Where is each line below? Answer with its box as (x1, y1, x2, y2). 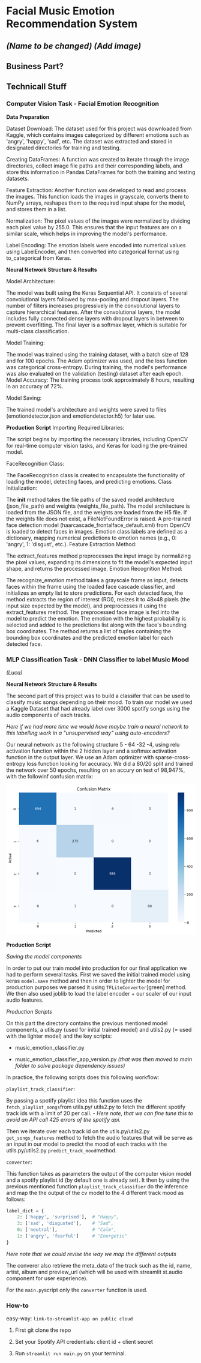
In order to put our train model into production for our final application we (6, 964, 187, 972)
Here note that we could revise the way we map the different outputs (6, 1250, 177, 1257)
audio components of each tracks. (6, 711, 91, 718)
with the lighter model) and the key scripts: (6, 1032, 112, 1040)
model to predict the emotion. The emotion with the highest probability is (6, 615, 186, 622)
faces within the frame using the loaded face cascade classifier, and (6, 583, 175, 590)
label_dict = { (6, 1208, 44, 1214)
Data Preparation (6, 113, 50, 121)
